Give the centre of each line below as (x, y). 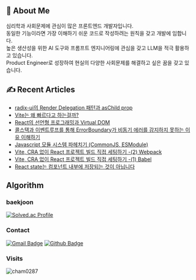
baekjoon (20, 202)
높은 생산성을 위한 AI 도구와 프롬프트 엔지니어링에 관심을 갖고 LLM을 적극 (90, 48)
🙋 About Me (28, 11)
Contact (18, 230)
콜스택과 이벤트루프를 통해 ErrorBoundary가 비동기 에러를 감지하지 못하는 (99, 130)
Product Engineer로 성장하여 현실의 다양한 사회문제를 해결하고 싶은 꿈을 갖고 (95, 62)
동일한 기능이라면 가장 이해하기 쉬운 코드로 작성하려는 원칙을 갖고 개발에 (89, 33)
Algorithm (25, 185)
